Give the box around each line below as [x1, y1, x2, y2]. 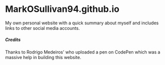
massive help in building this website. [5, 54, 82, 60]
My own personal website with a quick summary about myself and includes [5, 20, 159, 26]
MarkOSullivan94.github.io [5, 3, 120, 15]
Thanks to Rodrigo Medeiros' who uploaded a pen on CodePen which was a [5, 49, 161, 55]
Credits [5, 36, 21, 43]
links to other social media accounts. [5, 25, 80, 31]
